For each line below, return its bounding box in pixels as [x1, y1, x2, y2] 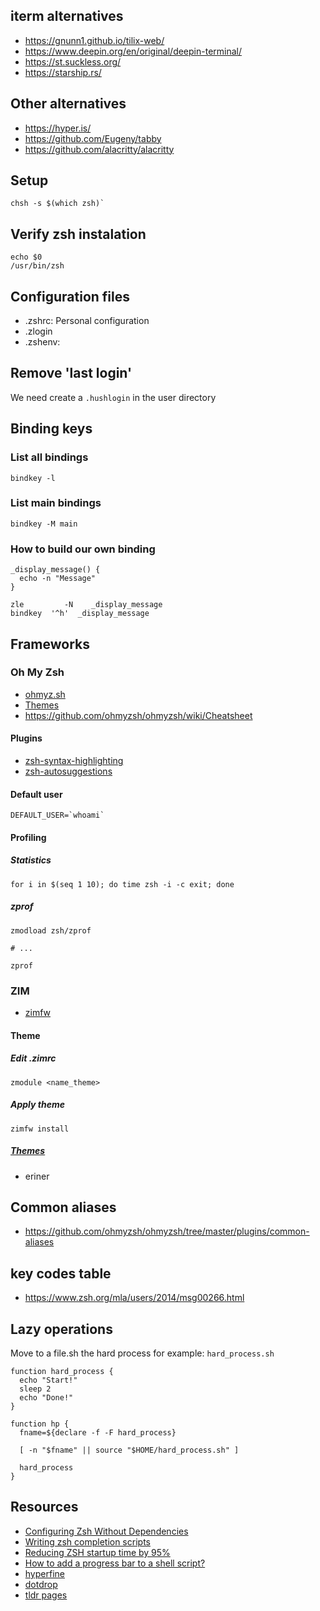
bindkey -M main [10, 519, 78, 529]
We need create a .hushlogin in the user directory [10, 391, 217, 403]
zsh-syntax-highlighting [24, 755, 124, 767]
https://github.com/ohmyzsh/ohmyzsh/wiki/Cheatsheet [24, 709, 253, 721]
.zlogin [24, 325, 53, 338]
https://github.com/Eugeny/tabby [24, 132, 162, 144]
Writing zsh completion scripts [24, 1535, 151, 1548]
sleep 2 [19, 1384, 52, 1394]
